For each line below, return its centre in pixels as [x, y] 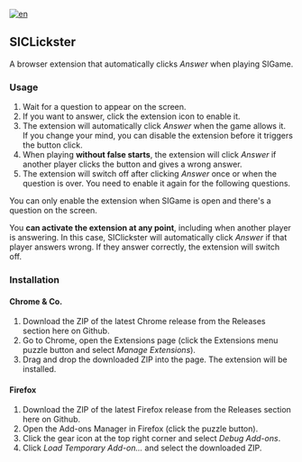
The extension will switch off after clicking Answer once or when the [150, 174]
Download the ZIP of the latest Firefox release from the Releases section [156, 410]
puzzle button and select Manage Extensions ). [109, 350]
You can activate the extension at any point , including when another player [150, 228]
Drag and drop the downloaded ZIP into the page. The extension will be [155, 359]
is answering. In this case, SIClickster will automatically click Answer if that [148, 238]
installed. [39, 369]
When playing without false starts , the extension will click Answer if [149, 155]
